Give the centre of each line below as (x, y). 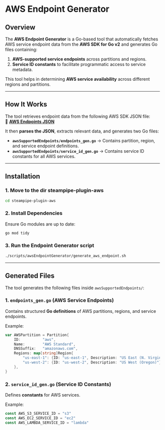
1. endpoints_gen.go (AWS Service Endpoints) (59, 300)
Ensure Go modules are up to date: (40, 224)
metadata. (22, 69)
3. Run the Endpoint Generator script (50, 246)
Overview (20, 27)
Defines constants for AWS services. (43, 395)
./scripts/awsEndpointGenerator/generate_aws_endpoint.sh (66, 256)
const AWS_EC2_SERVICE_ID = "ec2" (41, 418)
